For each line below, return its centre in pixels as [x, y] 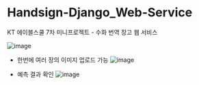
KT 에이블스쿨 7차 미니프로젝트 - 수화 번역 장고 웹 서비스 [82, 32]
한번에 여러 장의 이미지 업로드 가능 [63, 60]
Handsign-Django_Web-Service [100, 13]
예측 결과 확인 [35, 74]
